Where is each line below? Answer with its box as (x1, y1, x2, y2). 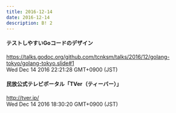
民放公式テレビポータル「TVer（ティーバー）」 (6, 81, 122, 88)
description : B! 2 (6, 20, 53, 26)
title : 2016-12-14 (6, 8, 53, 15)
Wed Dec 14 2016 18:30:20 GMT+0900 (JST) (6, 100, 119, 108)
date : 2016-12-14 (6, 14, 50, 20)
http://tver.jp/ (6, 94, 39, 101)
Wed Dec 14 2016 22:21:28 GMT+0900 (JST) (6, 66, 118, 73)
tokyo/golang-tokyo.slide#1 (6, 60, 74, 67)
